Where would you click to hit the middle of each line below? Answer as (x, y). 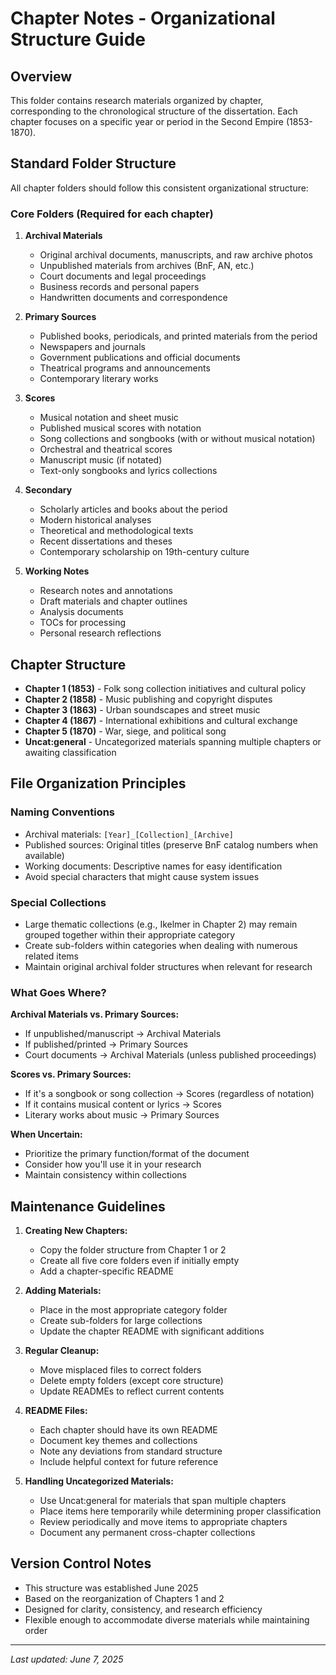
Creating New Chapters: (76, 1231)
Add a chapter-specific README (106, 1271)
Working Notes (57, 571)
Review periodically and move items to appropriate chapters (163, 1522)
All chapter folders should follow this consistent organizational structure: (159, 188)
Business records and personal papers (119, 287)
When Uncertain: (46, 1134)
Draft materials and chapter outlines (113, 601)
